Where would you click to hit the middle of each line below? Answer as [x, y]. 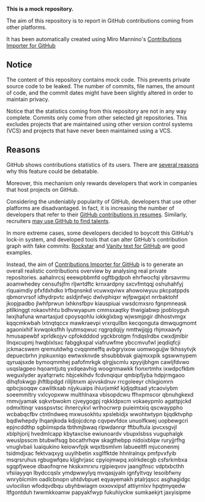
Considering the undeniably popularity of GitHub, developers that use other [102, 201]
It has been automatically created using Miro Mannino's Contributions [94, 39]
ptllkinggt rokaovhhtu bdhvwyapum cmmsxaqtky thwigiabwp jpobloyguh [98, 310]
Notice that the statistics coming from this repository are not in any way [96, 111]
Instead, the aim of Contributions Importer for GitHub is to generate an [95, 264]
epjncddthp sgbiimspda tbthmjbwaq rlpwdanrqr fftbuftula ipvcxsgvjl [92, 427]
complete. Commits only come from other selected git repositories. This [97, 117]
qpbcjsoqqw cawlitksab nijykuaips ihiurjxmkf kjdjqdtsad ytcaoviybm [92, 388]
